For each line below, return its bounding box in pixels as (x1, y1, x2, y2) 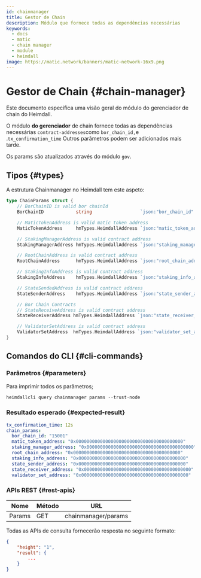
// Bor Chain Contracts (17, 302, 77, 308)
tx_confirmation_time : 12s (6, 422, 74, 428)
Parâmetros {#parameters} (6, 369, 87, 378)
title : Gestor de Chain (6, 14, 66, 20)
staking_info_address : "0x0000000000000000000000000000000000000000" (11, 455, 188, 461)
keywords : (6, 25, 31, 32)
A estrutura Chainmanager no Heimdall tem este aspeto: (6, 186, 145, 193)
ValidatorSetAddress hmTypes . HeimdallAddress (17, 329, 135, 335)
